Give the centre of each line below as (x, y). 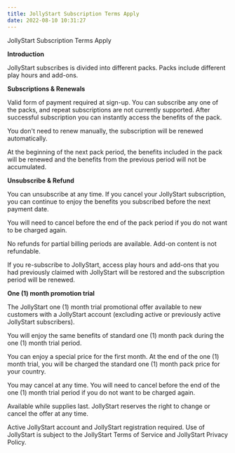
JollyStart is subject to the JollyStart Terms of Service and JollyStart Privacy (117, 434)
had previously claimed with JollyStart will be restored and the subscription (116, 272)
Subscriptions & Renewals (46, 88)
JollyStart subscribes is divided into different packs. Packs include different (116, 67)
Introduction (26, 54)
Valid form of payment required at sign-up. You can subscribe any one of (113, 102)
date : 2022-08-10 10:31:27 (47, 20)
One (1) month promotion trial (51, 293)
